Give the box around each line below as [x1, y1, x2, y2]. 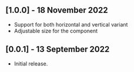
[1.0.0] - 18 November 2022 [5, 5, 108, 15]
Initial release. [14, 60, 48, 67]
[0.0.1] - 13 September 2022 [5, 44, 110, 54]
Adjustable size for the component [14, 27, 98, 34]
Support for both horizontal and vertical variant [14, 21, 128, 28]
